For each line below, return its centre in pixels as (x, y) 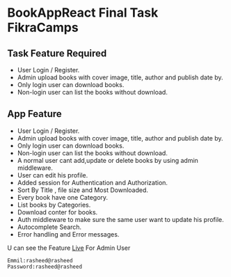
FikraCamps (43, 27)
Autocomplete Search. (49, 227)
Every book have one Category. (63, 197)
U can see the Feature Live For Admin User (69, 248)
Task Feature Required (57, 53)
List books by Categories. (54, 205)
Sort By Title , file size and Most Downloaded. (82, 190)
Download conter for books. (57, 212)
